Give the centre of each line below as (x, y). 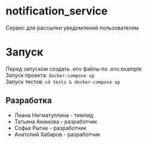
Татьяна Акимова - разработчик (56, 121)
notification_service (57, 11)
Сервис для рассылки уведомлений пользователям (72, 28)
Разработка (29, 101)
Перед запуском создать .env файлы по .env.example (74, 69)
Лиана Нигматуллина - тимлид (54, 115)
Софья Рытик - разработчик (50, 128)
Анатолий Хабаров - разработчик (57, 134)
